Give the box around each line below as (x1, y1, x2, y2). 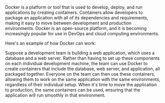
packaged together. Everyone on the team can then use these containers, (5, 71, 156, 77)
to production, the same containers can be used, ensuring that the (5, 87, 140, 93)
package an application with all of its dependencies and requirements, (5, 15, 149, 20)
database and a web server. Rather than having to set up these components (5, 55, 160, 61)
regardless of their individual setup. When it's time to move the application (5, 82, 157, 88)
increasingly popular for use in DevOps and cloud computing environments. (5, 31, 160, 36)
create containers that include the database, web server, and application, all (5, 66, 160, 72)
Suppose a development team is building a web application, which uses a (5, 50, 155, 56)
